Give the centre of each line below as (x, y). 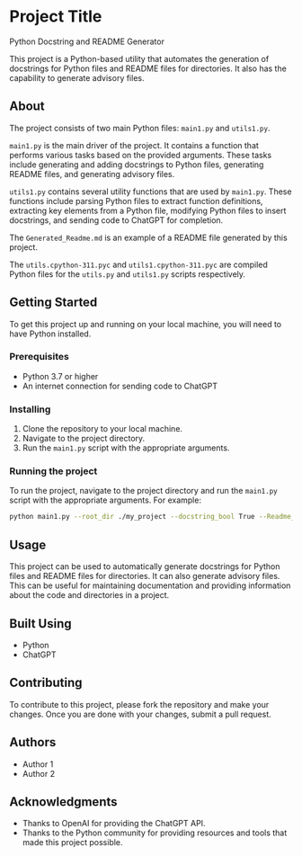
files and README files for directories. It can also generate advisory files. (145, 576)
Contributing (46, 683)
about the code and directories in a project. (89, 595)
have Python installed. (50, 334)
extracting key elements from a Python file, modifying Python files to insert (148, 210)
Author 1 (38, 764)
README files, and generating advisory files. (92, 174)
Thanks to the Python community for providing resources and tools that (155, 833)
